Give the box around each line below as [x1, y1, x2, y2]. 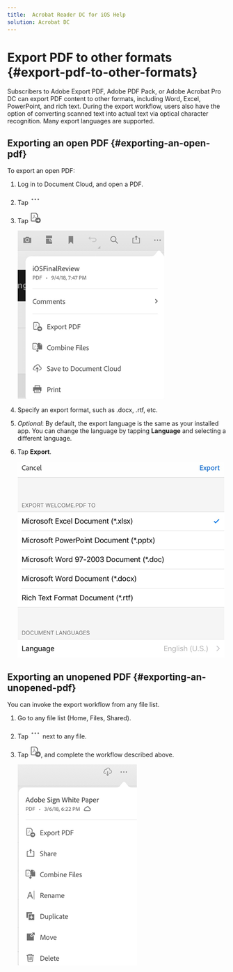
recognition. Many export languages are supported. [7, 117, 155, 126]
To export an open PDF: [7, 167, 75, 175]
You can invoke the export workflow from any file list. [7, 701, 160, 709]
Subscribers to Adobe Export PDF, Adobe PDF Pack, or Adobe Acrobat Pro [7, 87, 221, 96]
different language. [17, 434, 72, 443]
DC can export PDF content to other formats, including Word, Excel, [7, 95, 201, 103]
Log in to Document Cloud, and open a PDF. [17, 180, 144, 188]
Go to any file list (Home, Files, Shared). [17, 714, 131, 722]
